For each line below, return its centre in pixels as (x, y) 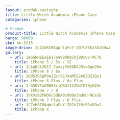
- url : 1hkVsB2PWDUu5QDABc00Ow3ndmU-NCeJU (56, 95)
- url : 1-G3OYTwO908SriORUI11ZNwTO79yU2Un (56, 86)
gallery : (15, 52)
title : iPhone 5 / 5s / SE (43, 62)
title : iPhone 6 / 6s (37, 71)
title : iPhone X (32, 110)
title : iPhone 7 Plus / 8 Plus (48, 100)
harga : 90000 (19, 38)
